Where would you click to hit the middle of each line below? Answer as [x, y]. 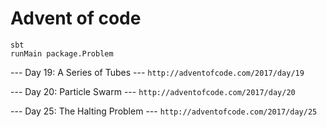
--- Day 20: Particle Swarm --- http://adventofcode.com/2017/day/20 [153, 91]
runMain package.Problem [62, 53]
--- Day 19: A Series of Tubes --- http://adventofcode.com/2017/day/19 [157, 72]
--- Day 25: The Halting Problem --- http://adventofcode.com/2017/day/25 [164, 111]
